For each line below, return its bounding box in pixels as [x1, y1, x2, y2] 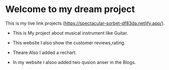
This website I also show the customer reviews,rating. [12, 39, 126, 46]
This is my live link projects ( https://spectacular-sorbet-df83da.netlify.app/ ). [5, 20, 165, 26]
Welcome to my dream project [5, 4, 135, 15]
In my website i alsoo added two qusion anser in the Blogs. [12, 59, 136, 65]
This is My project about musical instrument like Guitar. [12, 30, 128, 36]
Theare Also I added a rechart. [12, 49, 77, 55]
